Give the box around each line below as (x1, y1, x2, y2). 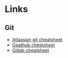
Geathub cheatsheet (12, 42, 55, 48)
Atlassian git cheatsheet (12, 36, 63, 42)
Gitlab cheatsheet (12, 47, 49, 53)
